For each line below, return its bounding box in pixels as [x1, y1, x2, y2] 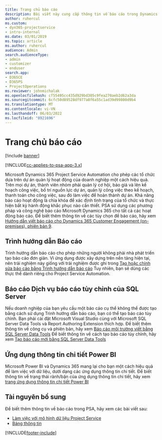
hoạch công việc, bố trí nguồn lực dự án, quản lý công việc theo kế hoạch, [5, 187, 154, 193]
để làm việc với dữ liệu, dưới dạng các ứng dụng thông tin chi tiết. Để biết [5, 369, 152, 374]
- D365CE [5, 75, 23, 80]
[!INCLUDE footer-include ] [5, 430, 57, 436]
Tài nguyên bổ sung [5, 393, 66, 401]
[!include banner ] [5, 153, 40, 158]
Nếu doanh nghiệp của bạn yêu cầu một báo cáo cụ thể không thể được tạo [5, 305, 157, 311]
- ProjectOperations [5, 84, 47, 89]
